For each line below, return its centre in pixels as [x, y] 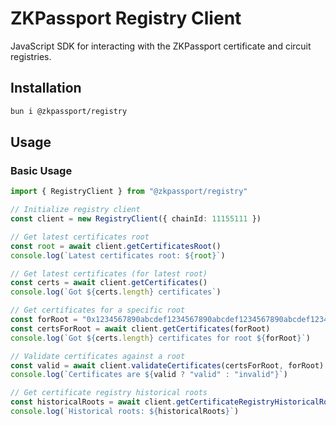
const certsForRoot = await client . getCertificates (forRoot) [140, 328]
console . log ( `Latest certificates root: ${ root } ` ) [118, 255]
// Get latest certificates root [80, 237]
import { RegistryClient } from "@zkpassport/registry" [129, 192]
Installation [46, 88]
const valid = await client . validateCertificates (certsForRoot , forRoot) [167, 365]
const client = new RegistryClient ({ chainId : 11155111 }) [136, 219]
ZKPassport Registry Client [126, 18]
